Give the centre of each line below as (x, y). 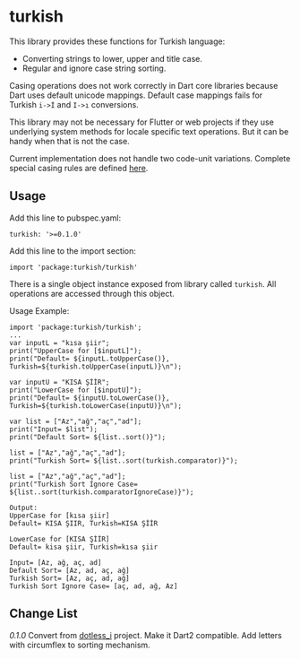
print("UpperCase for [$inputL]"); (76, 351)
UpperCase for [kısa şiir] (60, 516)
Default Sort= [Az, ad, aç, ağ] (69, 570)
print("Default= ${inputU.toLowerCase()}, (90, 398)
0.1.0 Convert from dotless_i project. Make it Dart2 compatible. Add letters (146, 635)
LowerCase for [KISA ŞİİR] (60, 539)
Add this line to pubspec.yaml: (65, 218)
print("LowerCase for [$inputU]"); (76, 390)
